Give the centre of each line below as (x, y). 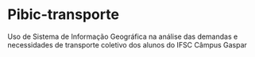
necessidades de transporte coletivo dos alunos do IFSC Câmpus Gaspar (127, 44)
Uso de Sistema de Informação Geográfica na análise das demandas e (123, 36)
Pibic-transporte (64, 15)
